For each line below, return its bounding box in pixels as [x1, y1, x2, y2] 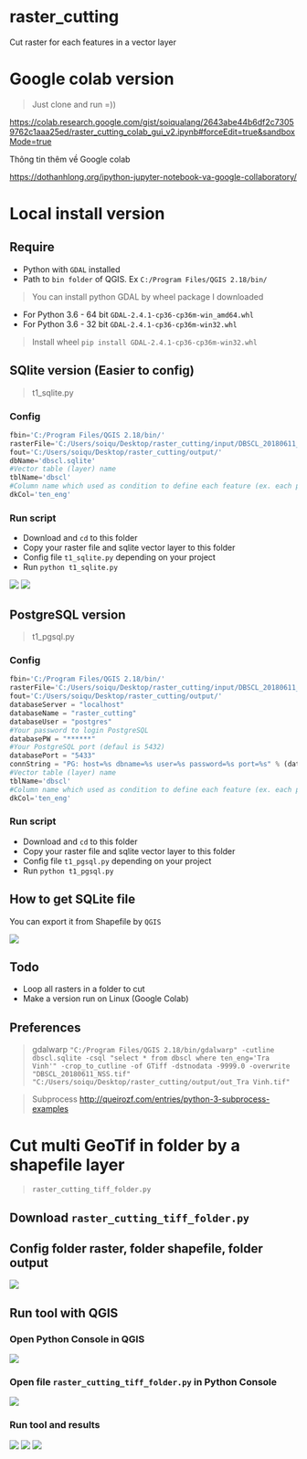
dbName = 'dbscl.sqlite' [9, 456, 96, 465]
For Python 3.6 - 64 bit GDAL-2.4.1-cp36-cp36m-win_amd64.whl [22, 309, 254, 320]
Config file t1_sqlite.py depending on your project [22, 552, 217, 563]
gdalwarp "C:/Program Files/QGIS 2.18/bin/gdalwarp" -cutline [31, 1044, 275, 1055]
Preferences [9, 1020, 81, 1035]
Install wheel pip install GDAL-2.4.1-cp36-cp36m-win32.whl [31, 336, 258, 347]
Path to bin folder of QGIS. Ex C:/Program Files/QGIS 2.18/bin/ [22, 273, 268, 284]
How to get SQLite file [9, 892, 135, 907]
